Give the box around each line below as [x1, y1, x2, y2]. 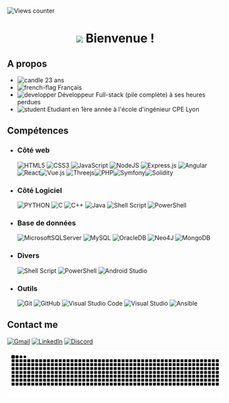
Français [58, 84, 82, 91]
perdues [16, 98, 41, 106]
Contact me [7, 319, 58, 331]
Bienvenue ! [85, 31, 155, 47]
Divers [16, 251, 40, 260]
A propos [7, 58, 47, 69]
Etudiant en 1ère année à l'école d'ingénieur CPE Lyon [47, 106, 200, 113]
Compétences [7, 125, 69, 136]
